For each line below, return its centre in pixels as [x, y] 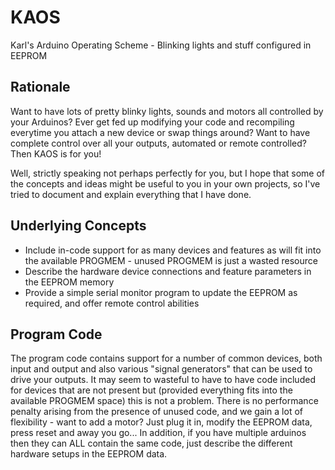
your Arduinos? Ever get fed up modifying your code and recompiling [152, 122]
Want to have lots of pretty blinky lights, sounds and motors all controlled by [167, 111]
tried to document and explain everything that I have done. [131, 194]
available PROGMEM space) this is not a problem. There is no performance [164, 401]
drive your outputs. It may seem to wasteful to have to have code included [163, 380]
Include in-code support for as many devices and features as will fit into [173, 250]
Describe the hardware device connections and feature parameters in [168, 271]
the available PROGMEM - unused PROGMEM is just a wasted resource [171, 260]
